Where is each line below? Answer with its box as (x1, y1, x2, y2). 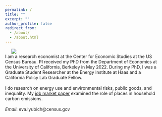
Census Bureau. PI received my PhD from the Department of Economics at (5, 58, 157, 64)
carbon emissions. (5, 95, 43, 102)
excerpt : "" (5, 16, 30, 21)
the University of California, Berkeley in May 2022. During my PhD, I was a (5, 64, 157, 70)
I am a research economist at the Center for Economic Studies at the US (5, 53, 152, 59)
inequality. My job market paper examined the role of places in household (5, 90, 155, 96)
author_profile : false (5, 21, 52, 26)
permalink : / (5, 7, 32, 12)
